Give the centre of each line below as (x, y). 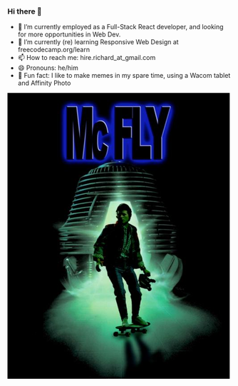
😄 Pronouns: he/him (48, 68)
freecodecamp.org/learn (54, 50)
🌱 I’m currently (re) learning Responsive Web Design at (98, 42)
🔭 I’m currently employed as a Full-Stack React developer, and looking (120, 27)
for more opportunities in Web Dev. (69, 34)
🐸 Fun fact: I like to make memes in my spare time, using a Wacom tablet (124, 76)
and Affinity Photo (44, 83)
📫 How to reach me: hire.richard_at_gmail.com (87, 58)
